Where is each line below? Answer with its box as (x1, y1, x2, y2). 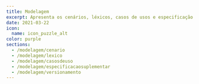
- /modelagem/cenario (11, 47, 66, 53)
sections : (6, 42, 31, 48)
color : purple (6, 36, 42, 42)
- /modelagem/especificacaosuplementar (11, 63, 111, 70)
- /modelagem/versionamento (11, 69, 82, 75)
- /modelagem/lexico (11, 53, 63, 59)
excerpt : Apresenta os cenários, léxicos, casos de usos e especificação (6, 14, 194, 20)
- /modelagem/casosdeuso (11, 58, 73, 64)
